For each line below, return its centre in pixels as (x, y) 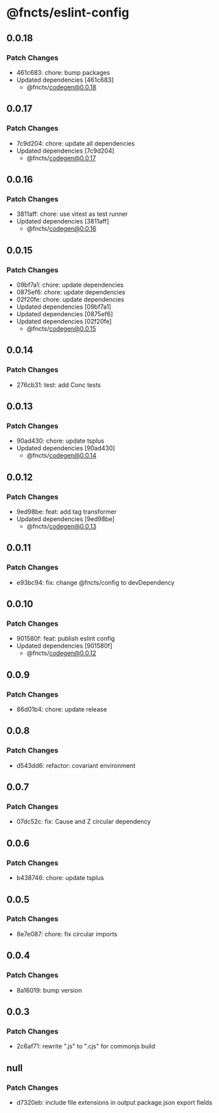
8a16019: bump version (49, 990)
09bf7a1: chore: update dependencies (70, 285)
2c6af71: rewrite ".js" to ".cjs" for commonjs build (86, 1046)
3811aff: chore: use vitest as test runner (72, 214)
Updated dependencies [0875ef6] (65, 313)
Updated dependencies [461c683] (65, 80)
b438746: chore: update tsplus (60, 878)
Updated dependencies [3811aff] (62, 221)
